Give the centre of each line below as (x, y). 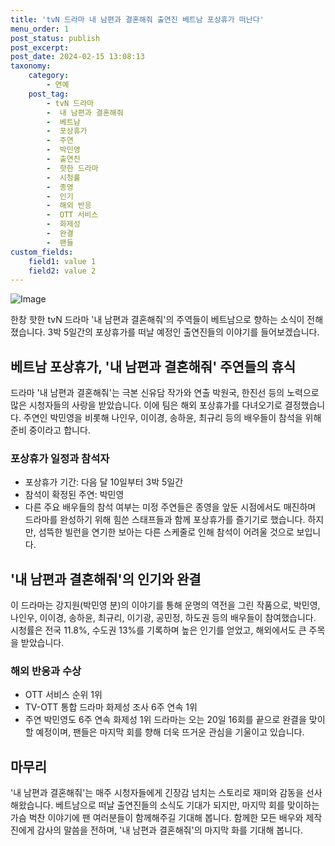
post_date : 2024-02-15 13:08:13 (77, 57)
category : (49, 76)
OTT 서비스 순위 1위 (63, 695)
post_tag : (49, 94)
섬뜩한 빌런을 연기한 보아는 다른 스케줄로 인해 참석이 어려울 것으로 (166, 532)
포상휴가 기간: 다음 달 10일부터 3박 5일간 (104, 482)
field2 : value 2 (62, 271)
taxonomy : (31, 66)
